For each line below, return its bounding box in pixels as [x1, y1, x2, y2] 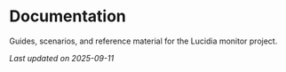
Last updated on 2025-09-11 [9, 52, 115, 63]
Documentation [9, 6, 127, 27]
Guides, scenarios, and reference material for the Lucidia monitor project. [9, 36, 278, 46]
